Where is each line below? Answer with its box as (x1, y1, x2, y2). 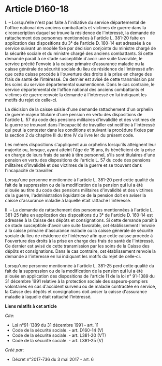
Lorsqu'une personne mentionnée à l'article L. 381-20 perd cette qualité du (5, 176, 155, 183)
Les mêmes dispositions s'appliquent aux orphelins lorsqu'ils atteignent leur (5, 141, 156, 147)
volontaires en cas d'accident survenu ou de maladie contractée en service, (5, 283, 156, 289)
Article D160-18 (5, 3, 69, 15)
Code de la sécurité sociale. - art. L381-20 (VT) (12, 332, 106, 338)
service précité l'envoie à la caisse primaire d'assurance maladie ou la (5, 61, 145, 67)
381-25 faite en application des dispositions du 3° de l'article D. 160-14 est (5, 212, 153, 218)
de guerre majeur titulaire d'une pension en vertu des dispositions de (5, 111, 143, 117)
